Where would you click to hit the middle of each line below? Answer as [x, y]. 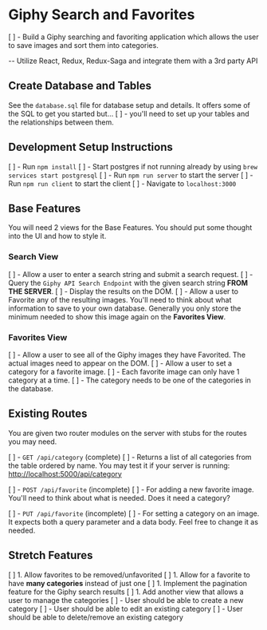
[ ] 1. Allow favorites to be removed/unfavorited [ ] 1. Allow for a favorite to [130, 575]
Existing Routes [48, 414]
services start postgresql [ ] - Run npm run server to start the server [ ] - [131, 175]
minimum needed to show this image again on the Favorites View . [117, 316]
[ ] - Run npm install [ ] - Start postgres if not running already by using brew [133, 166]
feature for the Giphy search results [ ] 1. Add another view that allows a [126, 592]
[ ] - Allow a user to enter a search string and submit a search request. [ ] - [131, 274]
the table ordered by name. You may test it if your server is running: [119, 466]
